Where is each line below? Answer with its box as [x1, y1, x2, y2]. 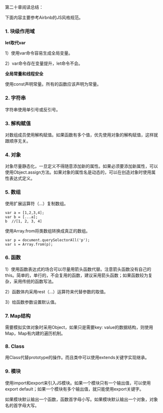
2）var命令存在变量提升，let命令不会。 [5, 60, 83, 67]
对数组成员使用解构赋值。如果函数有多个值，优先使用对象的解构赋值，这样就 [5, 132, 158, 138]
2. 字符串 [5, 94, 26, 101]
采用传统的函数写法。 [13, 278, 56, 284]
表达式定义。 [9, 176, 35, 181]
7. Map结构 [5, 312, 31, 319]
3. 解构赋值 [5, 120, 31, 126]
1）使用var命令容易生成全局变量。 [5, 50, 73, 56]
